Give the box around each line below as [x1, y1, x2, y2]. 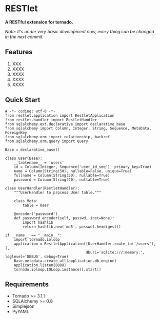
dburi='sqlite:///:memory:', [85, 250, 145, 255]
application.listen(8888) [14, 262, 67, 268]
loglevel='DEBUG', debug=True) [5, 254, 69, 259]
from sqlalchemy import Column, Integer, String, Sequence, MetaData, [5, 126, 152, 131]
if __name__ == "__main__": [5, 233, 62, 237]
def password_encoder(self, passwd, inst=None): [14, 215, 115, 220]
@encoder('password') [14, 211, 58, 216]
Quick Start [5, 96, 40, 104]
